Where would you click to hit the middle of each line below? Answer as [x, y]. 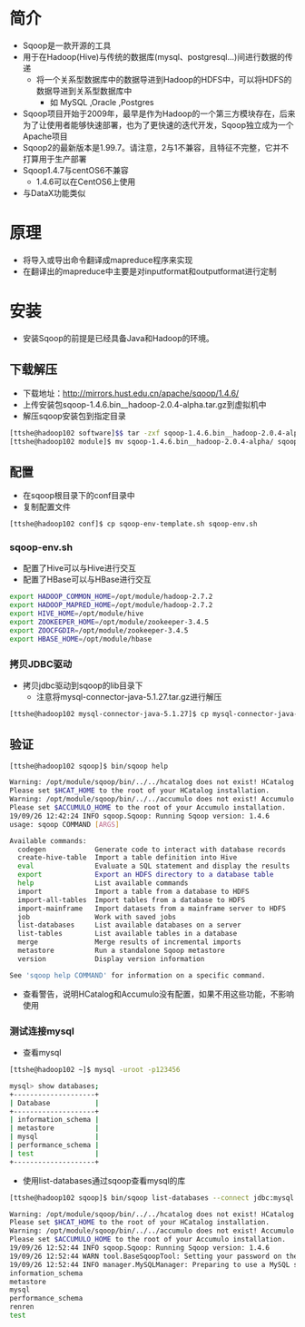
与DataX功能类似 [54, 192]
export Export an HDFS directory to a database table [146, 875]
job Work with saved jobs [97, 917]
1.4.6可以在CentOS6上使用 [86, 182]
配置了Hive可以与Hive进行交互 [79, 568]
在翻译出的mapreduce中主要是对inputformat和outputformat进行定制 [149, 271]
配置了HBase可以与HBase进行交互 [87, 580]
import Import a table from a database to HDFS [133, 891]
